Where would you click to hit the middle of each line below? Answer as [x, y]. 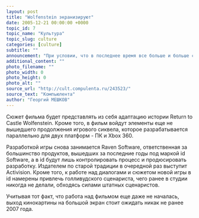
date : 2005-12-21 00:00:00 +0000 [47, 23]
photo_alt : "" [24, 84]
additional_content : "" [36, 61]
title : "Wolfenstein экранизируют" [50, 17]
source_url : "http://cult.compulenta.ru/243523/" [69, 89]
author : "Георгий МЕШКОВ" [38, 100]
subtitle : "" [22, 50]
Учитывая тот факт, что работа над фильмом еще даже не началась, [93, 196]
